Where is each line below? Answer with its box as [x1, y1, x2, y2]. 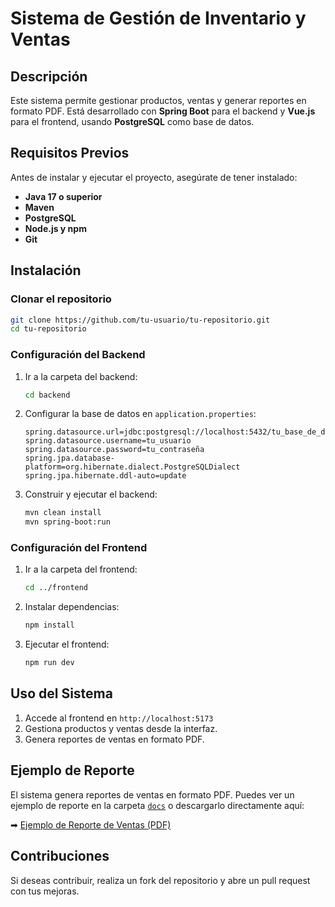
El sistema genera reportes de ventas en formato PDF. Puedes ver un [10, 788, 295, 801]
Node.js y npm [24, 222, 87, 234]
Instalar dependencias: [24, 601, 120, 613]
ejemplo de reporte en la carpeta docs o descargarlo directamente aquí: [10, 799, 305, 811]
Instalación [10, 262, 82, 279]
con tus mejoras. [10, 885, 80, 897]
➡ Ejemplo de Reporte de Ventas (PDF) [10, 818, 172, 831]
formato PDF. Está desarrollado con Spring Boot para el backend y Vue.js [10, 105, 316, 117]
